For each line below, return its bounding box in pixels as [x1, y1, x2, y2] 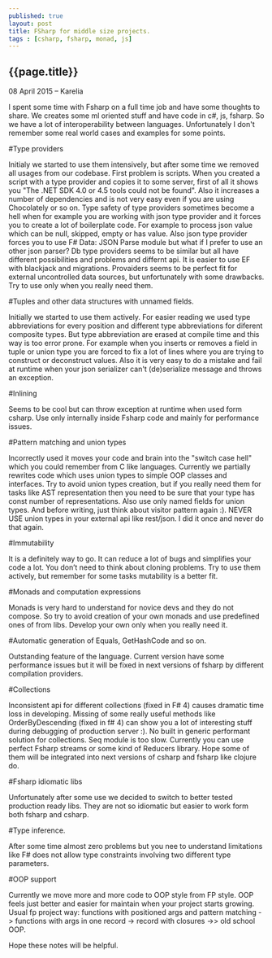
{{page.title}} [8, 64, 79, 78]
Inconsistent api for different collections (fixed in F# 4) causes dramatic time [8, 701, 264, 711]
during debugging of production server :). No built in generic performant [8, 726, 251, 737]
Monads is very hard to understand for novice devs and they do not [8, 603, 234, 613]
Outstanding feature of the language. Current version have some [8, 652, 225, 662]
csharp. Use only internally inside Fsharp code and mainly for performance [8, 413, 260, 423]
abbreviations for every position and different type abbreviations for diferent [8, 321, 263, 330]
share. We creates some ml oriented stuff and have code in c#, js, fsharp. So [8, 111, 265, 120]
